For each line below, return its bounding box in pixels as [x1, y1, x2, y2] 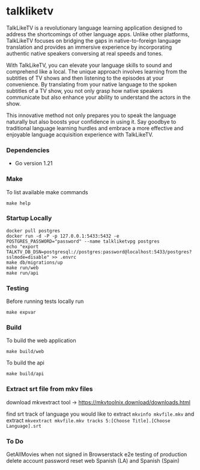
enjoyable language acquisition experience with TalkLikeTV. [6, 131, 154, 138]
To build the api [6, 359, 45, 366]
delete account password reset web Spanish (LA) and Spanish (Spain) [6, 457, 180, 465]
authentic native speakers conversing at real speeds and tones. [6, 49, 163, 57]
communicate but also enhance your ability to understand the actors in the [6, 94, 191, 101]
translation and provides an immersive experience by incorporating [6, 43, 172, 51]
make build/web [6, 349, 44, 355]
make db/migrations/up [6, 259, 63, 265]
